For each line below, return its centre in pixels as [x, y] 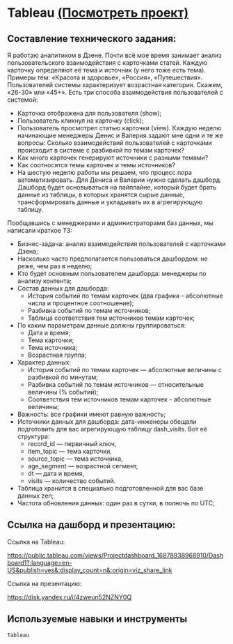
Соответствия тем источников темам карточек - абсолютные [119, 399]
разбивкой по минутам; [63, 377]
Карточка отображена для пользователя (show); [89, 113]
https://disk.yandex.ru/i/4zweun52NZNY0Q [70, 597]
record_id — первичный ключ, [72, 444]
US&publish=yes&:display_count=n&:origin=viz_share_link [90, 570]
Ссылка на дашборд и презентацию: [91, 525]
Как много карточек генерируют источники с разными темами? [113, 158]
